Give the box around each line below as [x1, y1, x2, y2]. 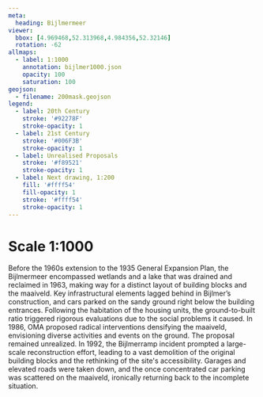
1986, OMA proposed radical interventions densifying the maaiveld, [8, 323, 227, 332]
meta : [8, 11, 26, 20]
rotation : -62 [15, 41, 62, 49]
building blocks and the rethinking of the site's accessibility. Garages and [8, 356, 246, 365]
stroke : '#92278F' [22, 115, 83, 123]
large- [226, 339, 246, 349]
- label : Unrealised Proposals [15, 151, 118, 159]
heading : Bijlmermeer [15, 19, 87, 27]
